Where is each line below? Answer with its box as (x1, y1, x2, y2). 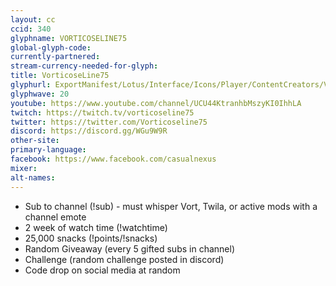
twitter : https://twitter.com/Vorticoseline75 (10, 117, 208, 127)
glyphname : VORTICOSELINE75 (10, 33, 128, 43)
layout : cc (10, 14, 56, 25)
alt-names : (10, 172, 56, 183)
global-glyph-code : (10, 42, 92, 53)
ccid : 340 (10, 24, 52, 34)
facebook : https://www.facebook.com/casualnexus (10, 154, 217, 164)
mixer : (10, 163, 38, 173)
